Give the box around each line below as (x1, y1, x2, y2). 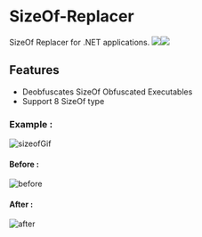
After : (9, 199, 34, 209)
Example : (9, 118, 53, 130)
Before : (9, 159, 40, 169)
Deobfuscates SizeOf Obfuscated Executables (21, 86, 193, 97)
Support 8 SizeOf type (21, 95, 105, 106)
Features (9, 62, 60, 78)
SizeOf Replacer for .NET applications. (9, 37, 150, 47)
